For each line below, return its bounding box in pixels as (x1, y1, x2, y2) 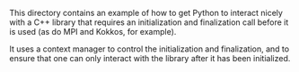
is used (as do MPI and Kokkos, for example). (9, 27, 177, 36)
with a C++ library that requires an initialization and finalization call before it (9, 17, 289, 28)
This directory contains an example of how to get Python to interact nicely (9, 8, 283, 18)
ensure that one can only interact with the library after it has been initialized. (9, 53, 291, 63)
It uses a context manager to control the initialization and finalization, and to (9, 44, 290, 54)
